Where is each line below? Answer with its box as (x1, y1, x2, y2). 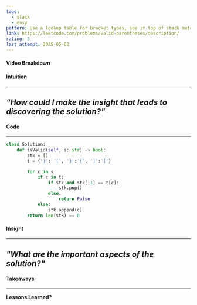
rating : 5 (6, 36, 30, 42)
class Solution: (6, 142, 46, 148)
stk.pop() (58, 185, 83, 191)
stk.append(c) (47, 207, 83, 213)
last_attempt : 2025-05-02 (6, 42, 69, 48)
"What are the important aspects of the (6, 250, 154, 260)
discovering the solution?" (6, 107, 106, 117)
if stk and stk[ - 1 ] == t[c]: (47, 180, 119, 185)
